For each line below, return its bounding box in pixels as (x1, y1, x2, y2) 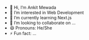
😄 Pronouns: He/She (9, 25, 53, 31)
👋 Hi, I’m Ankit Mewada (9, 5, 56, 10)
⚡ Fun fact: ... (9, 30, 36, 36)
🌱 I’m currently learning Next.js (9, 15, 72, 20)
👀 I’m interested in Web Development (9, 10, 84, 15)
